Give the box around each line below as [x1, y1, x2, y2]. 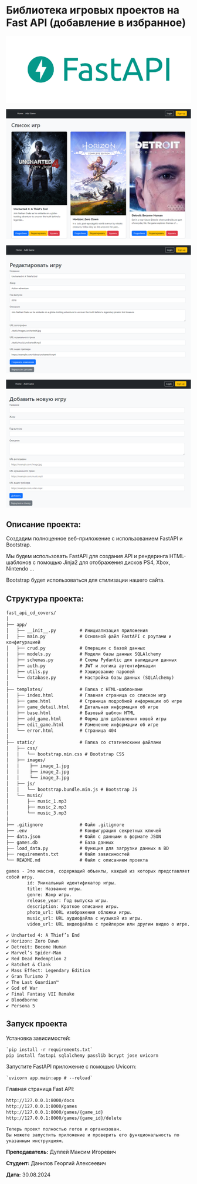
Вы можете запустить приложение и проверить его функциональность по [6, 1132, 180, 1138]
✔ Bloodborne [6, 997, 38, 1003]
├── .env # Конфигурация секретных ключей [6, 828, 161, 834]
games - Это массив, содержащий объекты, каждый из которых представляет [6, 868, 191, 874]
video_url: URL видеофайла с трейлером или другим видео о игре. [27, 921, 191, 927]
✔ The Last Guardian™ [6, 980, 59, 986]
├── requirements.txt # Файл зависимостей [6, 851, 130, 857]
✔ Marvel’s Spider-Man [6, 950, 62, 956]
